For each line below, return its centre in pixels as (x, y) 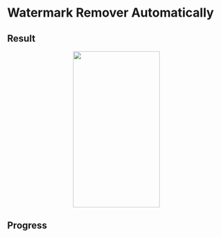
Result (21, 39)
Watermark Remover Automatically (110, 13)
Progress (27, 226)
